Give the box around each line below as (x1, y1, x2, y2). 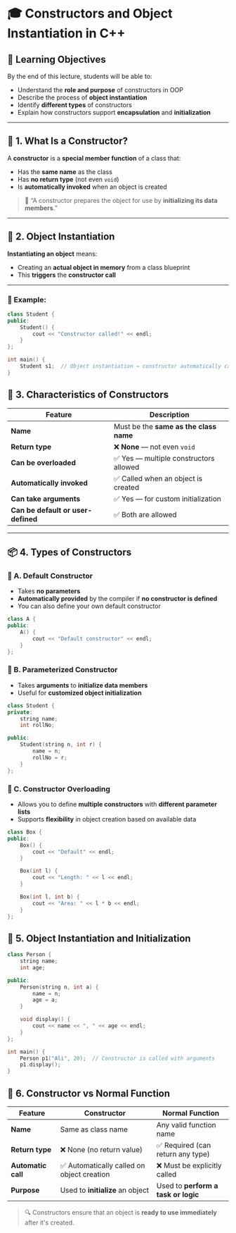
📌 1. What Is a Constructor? (7, 135, 129, 147)
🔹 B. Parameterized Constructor (7, 665, 118, 675)
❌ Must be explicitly (156, 1160, 223, 1170)
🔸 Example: (7, 295, 47, 304)
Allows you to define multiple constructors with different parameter (17, 800, 218, 808)
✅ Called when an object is (113, 473, 203, 483)
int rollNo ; (20, 721, 55, 729)
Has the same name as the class (17, 167, 112, 176)
